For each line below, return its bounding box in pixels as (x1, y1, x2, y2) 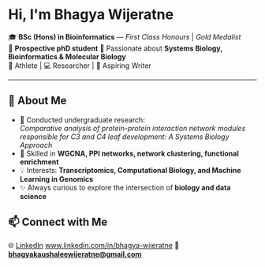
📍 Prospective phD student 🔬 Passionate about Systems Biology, (8, 43, 223, 53)
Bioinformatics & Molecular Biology (8, 51, 126, 61)
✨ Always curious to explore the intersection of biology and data (19, 182, 231, 192)
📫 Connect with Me (8, 216, 108, 229)
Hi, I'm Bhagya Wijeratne (8, 6, 174, 24)
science (19, 191, 47, 201)
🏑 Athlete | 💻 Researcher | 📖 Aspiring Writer (8, 61, 151, 70)
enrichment (19, 156, 59, 167)
